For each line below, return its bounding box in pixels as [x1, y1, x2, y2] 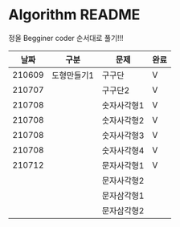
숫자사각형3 [101, 130, 145, 141]
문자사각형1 [101, 160, 145, 171]
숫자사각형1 [101, 99, 145, 111]
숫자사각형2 [101, 115, 145, 126]
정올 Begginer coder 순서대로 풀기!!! [8, 33, 124, 43]
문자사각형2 [101, 175, 145, 186]
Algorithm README [8, 6, 141, 24]
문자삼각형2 [101, 205, 145, 216]
